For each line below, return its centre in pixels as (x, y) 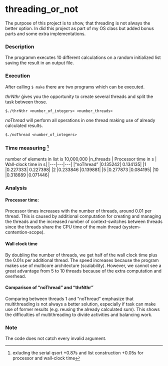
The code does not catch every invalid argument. (56, 338)
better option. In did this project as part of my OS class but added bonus (79, 28)
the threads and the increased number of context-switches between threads (84, 221)
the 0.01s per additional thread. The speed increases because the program (82, 260)
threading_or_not (42, 9)
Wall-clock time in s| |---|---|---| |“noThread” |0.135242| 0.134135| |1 (76, 164)
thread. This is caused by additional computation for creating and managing (83, 216)
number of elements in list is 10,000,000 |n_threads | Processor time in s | (81, 159)
